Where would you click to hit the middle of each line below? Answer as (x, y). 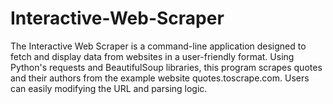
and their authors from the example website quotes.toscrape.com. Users (160, 78)
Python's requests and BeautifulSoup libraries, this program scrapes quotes (166, 67)
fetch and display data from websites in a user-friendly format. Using (152, 56)
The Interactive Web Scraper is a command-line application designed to (158, 46)
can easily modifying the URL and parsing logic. (109, 88)
